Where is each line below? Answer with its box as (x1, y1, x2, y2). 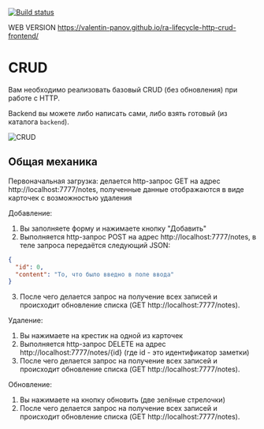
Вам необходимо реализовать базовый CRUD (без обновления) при (8, 85, 238, 94)
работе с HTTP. (8, 93, 61, 103)
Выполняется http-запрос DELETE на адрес (19, 340, 166, 349)
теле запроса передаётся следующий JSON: (19, 240, 171, 250)
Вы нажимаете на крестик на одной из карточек (19, 331, 184, 341)
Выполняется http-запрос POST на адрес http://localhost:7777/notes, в (19, 231, 257, 241)
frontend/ (8, 32, 39, 40)
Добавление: (8, 208, 53, 217)
